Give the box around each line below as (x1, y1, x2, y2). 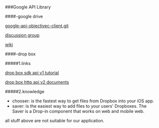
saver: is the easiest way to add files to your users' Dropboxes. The (12, 103, 147, 109)
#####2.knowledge (5, 89, 45, 94)
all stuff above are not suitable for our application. (5, 118, 105, 123)
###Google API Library (5, 4, 51, 10)
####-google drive (5, 14, 43, 19)
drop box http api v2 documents (5, 80, 69, 85)
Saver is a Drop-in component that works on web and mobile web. (12, 109, 144, 114)
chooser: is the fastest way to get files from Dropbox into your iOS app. (12, 98, 154, 104)
